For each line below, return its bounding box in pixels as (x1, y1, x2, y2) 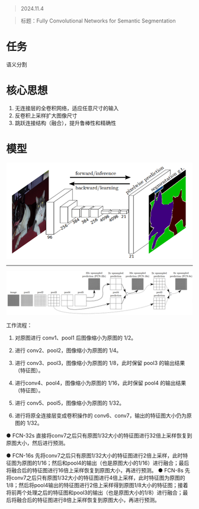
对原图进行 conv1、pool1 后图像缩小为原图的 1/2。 (14, 334, 137, 341)
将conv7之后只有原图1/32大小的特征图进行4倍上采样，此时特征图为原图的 (6, 474, 185, 482)
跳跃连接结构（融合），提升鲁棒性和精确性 (14, 119, 117, 126)
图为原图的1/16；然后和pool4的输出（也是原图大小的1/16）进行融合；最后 (11, 459, 190, 467)
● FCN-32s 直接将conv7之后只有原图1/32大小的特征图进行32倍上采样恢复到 (6, 432, 192, 439)
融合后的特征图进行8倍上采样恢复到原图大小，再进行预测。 (16, 497, 160, 504)
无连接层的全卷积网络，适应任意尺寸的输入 (14, 104, 119, 111)
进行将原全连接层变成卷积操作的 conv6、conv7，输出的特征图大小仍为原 (14, 412, 192, 420)
